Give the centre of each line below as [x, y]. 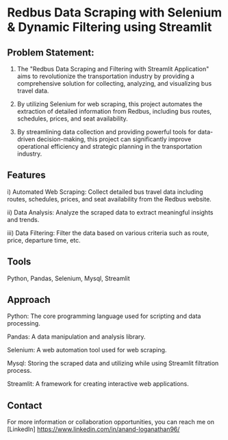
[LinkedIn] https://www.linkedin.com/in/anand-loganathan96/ [93, 429]
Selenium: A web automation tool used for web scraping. [87, 350]
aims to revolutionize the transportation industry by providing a [106, 76]
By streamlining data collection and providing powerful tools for [106, 132]
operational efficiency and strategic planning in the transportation [109, 146]
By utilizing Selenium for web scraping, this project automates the [110, 104]
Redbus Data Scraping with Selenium [115, 13]
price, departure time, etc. [44, 240]
